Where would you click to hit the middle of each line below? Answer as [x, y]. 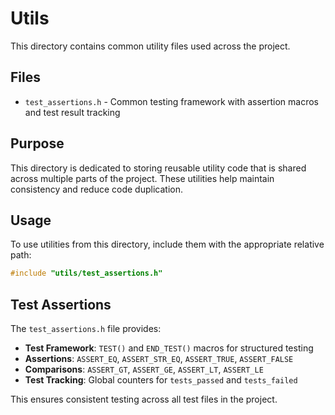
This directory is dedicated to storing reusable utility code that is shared [158, 168]
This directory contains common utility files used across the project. [150, 46]
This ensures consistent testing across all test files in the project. [144, 399]
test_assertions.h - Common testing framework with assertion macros [171, 101]
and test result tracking [72, 112]
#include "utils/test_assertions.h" [86, 273]
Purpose [37, 143]
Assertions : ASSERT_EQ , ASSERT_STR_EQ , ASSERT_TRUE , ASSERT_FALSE [159, 359]
